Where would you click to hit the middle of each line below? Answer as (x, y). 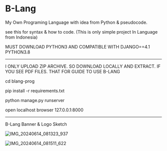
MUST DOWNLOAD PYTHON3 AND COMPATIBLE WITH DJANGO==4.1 (78, 47)
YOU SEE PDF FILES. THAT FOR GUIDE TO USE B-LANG (63, 71)
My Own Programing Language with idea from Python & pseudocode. (76, 22)
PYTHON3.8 (18, 52)
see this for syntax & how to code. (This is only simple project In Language (82, 32)
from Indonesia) (21, 37)
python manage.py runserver (35, 100)
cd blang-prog (20, 81)
